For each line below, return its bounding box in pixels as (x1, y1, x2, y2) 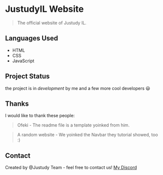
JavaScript (12, 58, 35, 64)
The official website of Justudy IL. (17, 20, 86, 26)
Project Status (5, 72, 50, 81)
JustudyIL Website (5, 3, 84, 15)
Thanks (5, 99, 29, 108)
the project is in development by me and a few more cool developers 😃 (5, 85, 151, 91)
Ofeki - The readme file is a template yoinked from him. (17, 122, 130, 128)
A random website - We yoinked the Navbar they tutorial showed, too (17, 132, 158, 138)
